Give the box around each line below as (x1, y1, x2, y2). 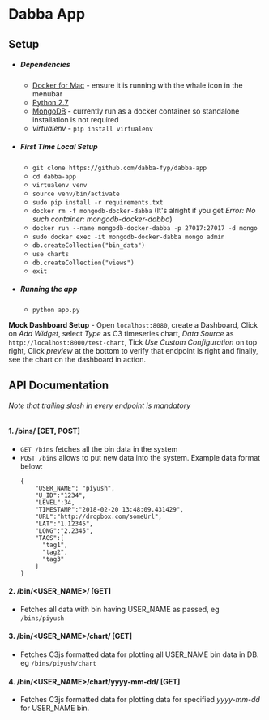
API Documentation (8, 378, 109, 392)
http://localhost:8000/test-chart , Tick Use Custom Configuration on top (8, 337, 258, 347)
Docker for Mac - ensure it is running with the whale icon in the (32, 80, 243, 90)
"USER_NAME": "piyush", (35, 484, 115, 492)
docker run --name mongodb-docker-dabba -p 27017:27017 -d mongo (32, 224, 258, 232)
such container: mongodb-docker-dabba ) (32, 214, 173, 224)
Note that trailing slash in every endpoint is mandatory (8, 401, 191, 410)
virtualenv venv (32, 181, 88, 189)
